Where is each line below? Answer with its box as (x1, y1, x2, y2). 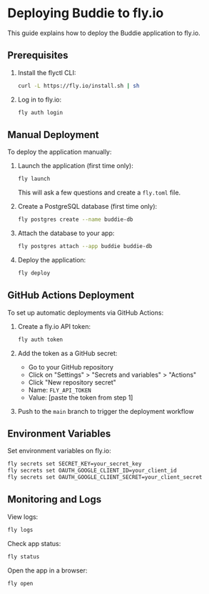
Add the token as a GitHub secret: (17, 349, 118, 357)
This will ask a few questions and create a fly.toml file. (17, 188, 181, 197)
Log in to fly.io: (17, 95, 62, 104)
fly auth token (17, 336, 63, 343)
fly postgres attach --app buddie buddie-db (17, 243, 153, 250)
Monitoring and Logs (7, 493, 102, 505)
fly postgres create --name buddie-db (17, 216, 133, 223)
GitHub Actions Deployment (7, 289, 134, 302)
